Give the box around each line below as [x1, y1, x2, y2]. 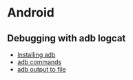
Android [7, 5, 55, 21]
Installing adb [17, 50, 56, 59]
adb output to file [17, 66, 67, 73]
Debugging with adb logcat [7, 32, 126, 44]
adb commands [17, 58, 62, 66]
